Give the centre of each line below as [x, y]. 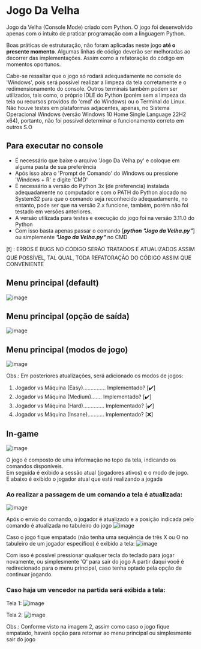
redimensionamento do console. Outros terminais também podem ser [92, 88]
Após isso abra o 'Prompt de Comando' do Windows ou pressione [96, 173]
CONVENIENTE [25, 264]
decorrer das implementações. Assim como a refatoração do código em [95, 58]
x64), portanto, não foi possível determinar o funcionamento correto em [95, 120]
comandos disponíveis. [35, 466]
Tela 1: [14, 603]
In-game [22, 434]
